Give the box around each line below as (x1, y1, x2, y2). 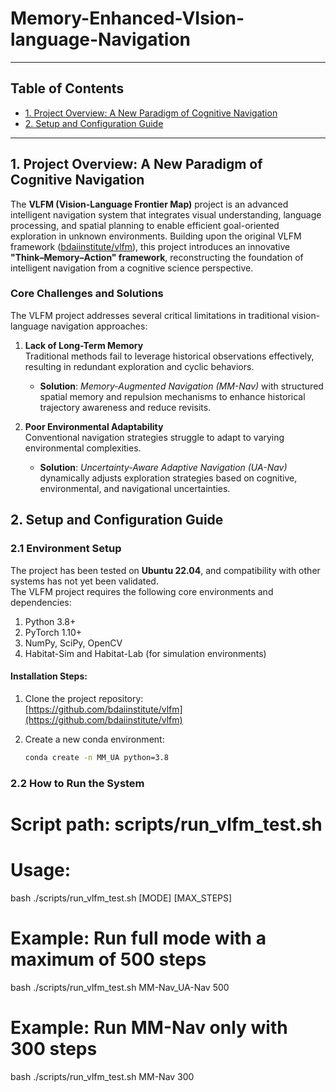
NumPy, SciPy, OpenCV (24, 637, 123, 649)
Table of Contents (10, 80, 125, 97)
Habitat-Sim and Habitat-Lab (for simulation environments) (24, 647, 267, 659)
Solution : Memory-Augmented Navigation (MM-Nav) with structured (39, 380, 324, 392)
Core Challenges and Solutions (10, 287, 164, 301)
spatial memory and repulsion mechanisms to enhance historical (39, 390, 306, 402)
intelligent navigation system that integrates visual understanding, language (10, 208, 322, 221)
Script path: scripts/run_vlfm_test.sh (10, 813, 323, 836)
